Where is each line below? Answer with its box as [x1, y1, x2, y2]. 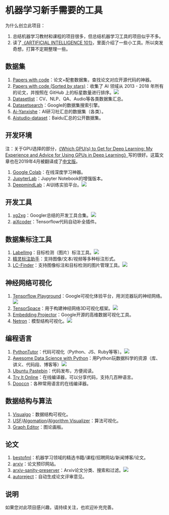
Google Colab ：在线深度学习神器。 [12, 169, 86, 175]
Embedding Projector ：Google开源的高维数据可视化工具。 [12, 312, 134, 317]
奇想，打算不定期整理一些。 [12, 46, 71, 52]
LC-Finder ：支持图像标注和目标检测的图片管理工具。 [12, 262, 122, 268]
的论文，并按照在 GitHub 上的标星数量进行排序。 [12, 89, 114, 95]
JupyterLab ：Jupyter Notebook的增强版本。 [12, 175, 105, 181]
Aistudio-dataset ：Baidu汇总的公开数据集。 [12, 115, 104, 121]
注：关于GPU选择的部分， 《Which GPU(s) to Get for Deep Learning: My [5, 145, 153, 151]
